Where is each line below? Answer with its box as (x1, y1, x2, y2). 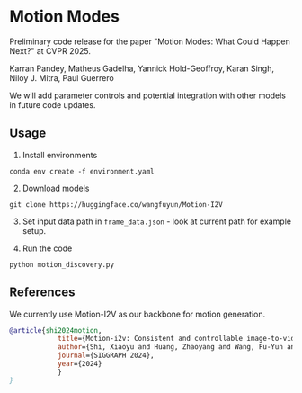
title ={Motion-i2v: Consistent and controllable (57, 335, 244, 344)
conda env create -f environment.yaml (9, 166, 155, 176)
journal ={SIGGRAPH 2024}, (57, 351, 155, 361)
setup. (22, 225, 47, 236)
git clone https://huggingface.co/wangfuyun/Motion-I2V (9, 200, 223, 209)
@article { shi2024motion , (9, 326, 102, 335)
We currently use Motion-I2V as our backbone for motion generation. (9, 308, 266, 319)
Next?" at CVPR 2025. (9, 45, 92, 56)
